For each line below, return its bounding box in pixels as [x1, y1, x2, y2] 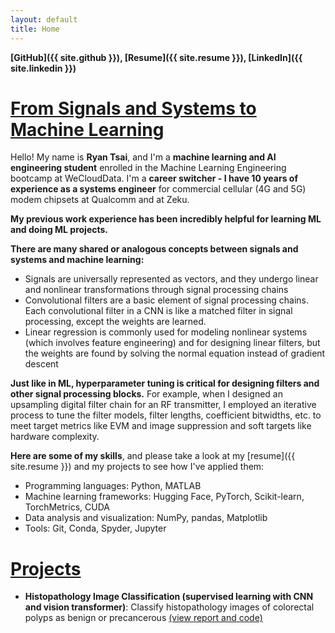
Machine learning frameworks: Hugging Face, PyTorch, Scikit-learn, [24, 491, 305, 503]
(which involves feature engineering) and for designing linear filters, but [24, 337, 321, 349]
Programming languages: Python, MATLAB [24, 480, 202, 492]
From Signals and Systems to [10, 97, 257, 120]
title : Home [10, 24, 60, 34]
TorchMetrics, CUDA [24, 501, 110, 513]
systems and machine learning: [10, 254, 145, 266]
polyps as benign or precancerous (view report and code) [24, 612, 263, 624]
